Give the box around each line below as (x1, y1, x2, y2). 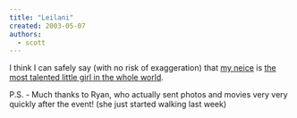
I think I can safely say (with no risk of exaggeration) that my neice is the (9, 63, 276, 73)
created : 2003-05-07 (9, 21, 87, 30)
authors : (9, 29, 42, 38)
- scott (17, 38, 47, 47)
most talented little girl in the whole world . (9, 72, 164, 83)
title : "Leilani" (9, 13, 74, 22)
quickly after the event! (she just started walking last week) (9, 99, 226, 110)
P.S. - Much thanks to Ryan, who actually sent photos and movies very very (9, 89, 288, 100)
